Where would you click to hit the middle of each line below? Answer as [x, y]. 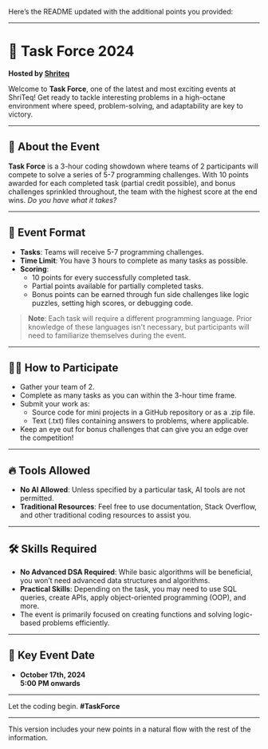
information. [28, 737]
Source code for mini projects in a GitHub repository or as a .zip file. [143, 412]
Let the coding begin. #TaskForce [64, 706]
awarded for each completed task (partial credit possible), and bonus [122, 183]
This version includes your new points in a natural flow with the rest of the [130, 729]
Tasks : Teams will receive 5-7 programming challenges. [112, 252]
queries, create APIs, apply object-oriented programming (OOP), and [133, 597]
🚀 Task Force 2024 [71, 52]
